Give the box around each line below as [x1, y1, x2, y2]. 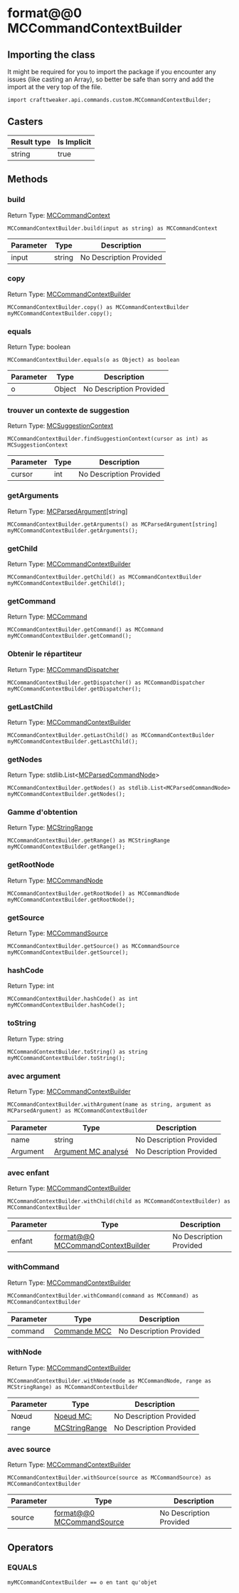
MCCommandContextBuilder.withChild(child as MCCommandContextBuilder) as [7, 1198, 231, 1205]
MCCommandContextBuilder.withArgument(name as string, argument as [7, 1101, 212, 1108]
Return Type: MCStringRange [7, 823, 94, 832]
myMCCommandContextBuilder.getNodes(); [7, 790, 126, 798]
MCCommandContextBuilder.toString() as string [7, 1048, 148, 1055]
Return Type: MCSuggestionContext [7, 422, 114, 430]
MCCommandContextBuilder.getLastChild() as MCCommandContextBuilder [7, 731, 215, 739]
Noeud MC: [53, 1411, 92, 1421]
